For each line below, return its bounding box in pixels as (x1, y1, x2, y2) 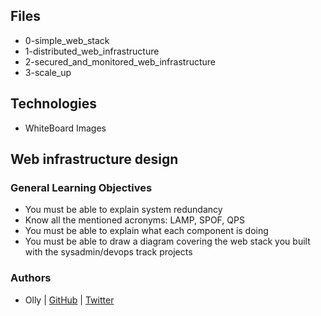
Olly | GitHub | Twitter (24, 294, 115, 306)
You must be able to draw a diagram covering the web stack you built (24, 235, 311, 248)
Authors (10, 271, 52, 285)
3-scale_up (24, 66, 72, 78)
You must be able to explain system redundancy (24, 204, 223, 216)
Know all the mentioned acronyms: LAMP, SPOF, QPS (24, 214, 245, 226)
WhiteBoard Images (24, 122, 107, 134)
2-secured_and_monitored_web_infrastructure (24, 55, 216, 68)
